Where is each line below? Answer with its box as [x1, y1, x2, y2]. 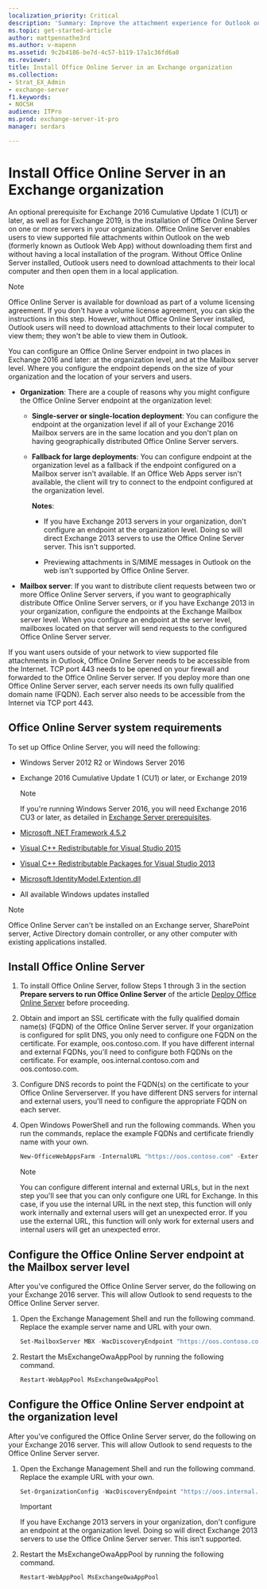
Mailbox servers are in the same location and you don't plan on [31, 427, 238, 438]
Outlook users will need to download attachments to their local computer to [8, 322, 255, 332]
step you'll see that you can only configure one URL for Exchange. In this [19, 1191, 258, 1201]
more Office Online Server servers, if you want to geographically [19, 590, 232, 599]
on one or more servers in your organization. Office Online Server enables [8, 224, 250, 233]
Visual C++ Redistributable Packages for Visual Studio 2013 [19, 859, 216, 868]
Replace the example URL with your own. [19, 1472, 155, 1482]
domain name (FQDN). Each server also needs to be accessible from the [8, 689, 246, 699]
